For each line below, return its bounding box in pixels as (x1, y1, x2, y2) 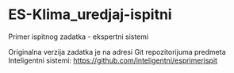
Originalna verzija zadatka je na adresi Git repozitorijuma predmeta (8, 47, 226, 56)
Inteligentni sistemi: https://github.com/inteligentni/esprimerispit (8, 56, 218, 65)
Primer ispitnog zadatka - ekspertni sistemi (8, 32, 149, 41)
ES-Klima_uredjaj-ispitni (8, 6, 172, 24)
